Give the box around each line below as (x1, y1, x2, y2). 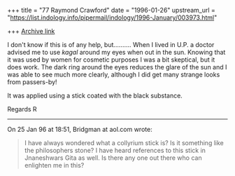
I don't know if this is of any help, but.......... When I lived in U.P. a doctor (7, 41, 215, 48)
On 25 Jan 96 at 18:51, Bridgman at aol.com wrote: (7, 126, 152, 133)
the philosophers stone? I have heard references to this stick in (24, 147, 206, 154)
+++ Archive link (7, 27, 55, 35)
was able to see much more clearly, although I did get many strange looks (7, 70, 220, 79)
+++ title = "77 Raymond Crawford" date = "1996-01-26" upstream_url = (7, 6, 215, 14)
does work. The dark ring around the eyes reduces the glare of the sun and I (7, 63, 227, 71)
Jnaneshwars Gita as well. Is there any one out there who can (24, 154, 202, 162)
